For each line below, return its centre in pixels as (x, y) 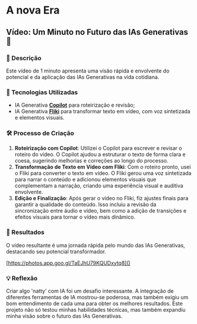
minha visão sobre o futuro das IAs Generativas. (64, 316)
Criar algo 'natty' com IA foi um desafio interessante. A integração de (90, 291)
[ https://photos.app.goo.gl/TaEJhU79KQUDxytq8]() (68, 263)
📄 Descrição (24, 58)
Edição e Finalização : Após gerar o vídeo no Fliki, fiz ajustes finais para (101, 199)
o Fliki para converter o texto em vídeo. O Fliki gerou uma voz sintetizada (103, 173)
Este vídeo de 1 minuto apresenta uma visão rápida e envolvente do (88, 71)
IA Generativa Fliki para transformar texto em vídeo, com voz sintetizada (102, 111)
